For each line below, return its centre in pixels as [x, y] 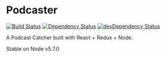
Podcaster [32, 10]
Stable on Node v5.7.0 [33, 49]
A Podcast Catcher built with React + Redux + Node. [70, 37]
